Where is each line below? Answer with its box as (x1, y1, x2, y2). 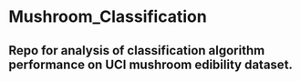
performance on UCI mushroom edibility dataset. (8, 56, 294, 72)
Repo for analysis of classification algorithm (8, 43, 265, 58)
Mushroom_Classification (8, 6, 207, 27)
